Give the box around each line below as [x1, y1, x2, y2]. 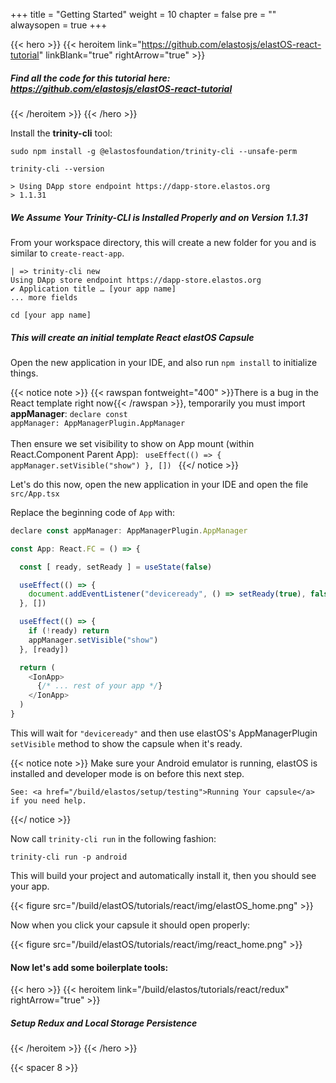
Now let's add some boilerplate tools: [10, 961, 169, 973]
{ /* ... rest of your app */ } [36, 681, 163, 691]
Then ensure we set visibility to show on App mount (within [10, 437, 255, 449]
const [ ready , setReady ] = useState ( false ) [19, 562, 213, 572]
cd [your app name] [10, 310, 92, 320]
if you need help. [10, 795, 87, 806]
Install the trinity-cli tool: [10, 127, 113, 139]
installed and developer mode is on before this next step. [10, 767, 245, 779]
